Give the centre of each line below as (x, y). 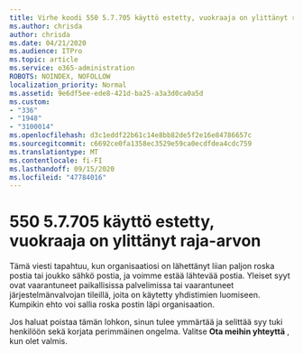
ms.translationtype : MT (54, 152)
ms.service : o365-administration (72, 69)
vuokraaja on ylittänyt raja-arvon (135, 241)
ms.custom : (30, 102)
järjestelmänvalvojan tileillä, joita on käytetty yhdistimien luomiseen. (135, 295)
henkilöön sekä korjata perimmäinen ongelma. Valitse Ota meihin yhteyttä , (150, 331)
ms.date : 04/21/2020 (48, 43)
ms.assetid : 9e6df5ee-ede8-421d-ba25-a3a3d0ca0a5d (106, 93)
